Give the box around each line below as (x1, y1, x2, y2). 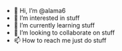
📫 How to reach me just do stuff (13, 37, 107, 44)
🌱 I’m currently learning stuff (13, 21, 95, 29)
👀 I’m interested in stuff (13, 14, 80, 22)
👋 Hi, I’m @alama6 (13, 7, 66, 14)
